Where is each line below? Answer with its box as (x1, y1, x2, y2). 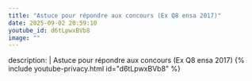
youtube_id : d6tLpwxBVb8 (8, 26, 90, 34)
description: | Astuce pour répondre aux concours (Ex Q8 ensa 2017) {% (8, 56, 245, 65)
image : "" (8, 33, 41, 42)
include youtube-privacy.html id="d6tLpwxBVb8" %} (8, 64, 181, 74)
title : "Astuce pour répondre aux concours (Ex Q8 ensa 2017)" (8, 11, 222, 20)
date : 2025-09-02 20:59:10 (8, 19, 97, 27)
